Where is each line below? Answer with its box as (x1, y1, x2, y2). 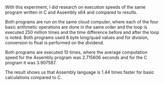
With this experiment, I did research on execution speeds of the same (5, 4, 146, 10)
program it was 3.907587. (5, 60, 56, 65)
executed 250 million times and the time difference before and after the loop (5, 29, 160, 35)
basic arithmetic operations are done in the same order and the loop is (5, 24, 147, 30)
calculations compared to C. (5, 75, 62, 80)
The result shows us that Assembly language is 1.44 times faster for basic (5, 69, 155, 75)
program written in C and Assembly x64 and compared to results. (5, 9, 137, 15)
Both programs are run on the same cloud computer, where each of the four (5, 19, 159, 25)
